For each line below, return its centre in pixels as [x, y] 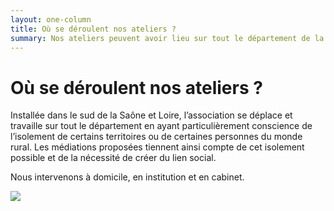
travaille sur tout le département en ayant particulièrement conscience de [161, 126]
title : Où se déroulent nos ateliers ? [93, 29]
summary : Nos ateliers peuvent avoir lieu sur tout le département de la [167, 38]
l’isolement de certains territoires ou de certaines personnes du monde [156, 137]
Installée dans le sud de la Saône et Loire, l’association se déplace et [151, 115]
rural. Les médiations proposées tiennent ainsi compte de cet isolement [157, 147]
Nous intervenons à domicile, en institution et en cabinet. [127, 177]
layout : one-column [51, 19]
